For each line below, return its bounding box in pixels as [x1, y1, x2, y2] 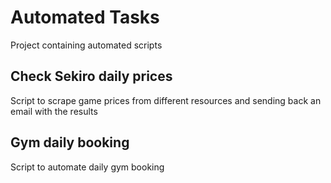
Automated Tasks [10, 6, 160, 29]
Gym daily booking [10, 134, 130, 151]
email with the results [10, 105, 98, 117]
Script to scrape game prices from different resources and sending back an [10, 94, 322, 106]
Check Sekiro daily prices [10, 68, 173, 85]
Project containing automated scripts [10, 39, 163, 51]
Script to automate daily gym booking [10, 161, 165, 173]
